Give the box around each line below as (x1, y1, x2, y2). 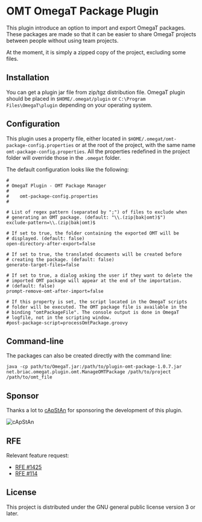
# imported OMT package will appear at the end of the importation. (6, 277, 182, 284)
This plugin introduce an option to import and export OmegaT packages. (6, 24, 186, 31)
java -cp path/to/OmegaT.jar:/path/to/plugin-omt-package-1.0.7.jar (6, 363, 182, 370)
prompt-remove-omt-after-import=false (6, 288, 104, 294)
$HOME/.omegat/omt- (127, 136, 177, 142)
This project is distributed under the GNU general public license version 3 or (6, 503, 196, 511)
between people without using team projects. (6, 37, 119, 44)
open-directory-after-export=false (6, 241, 96, 247)
